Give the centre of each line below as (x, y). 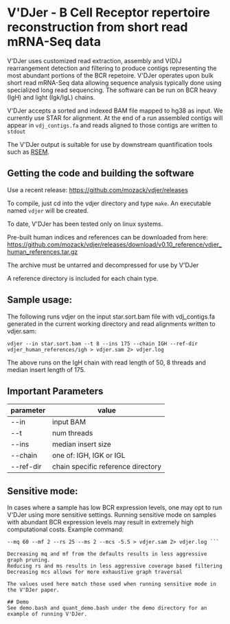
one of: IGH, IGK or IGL (89, 456)
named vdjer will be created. (48, 210)
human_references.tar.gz (43, 251)
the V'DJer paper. (33, 590)
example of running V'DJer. (47, 614)
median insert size (82, 444)
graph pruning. (29, 560)
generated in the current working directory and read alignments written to (111, 323)
